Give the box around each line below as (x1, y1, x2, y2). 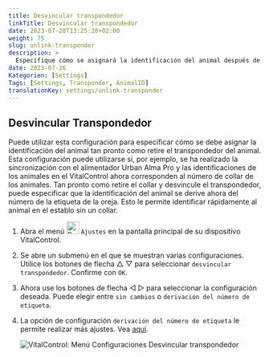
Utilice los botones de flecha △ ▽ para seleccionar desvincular (19, 259, 232, 269)
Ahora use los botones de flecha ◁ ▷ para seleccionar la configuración (19, 283, 258, 293)
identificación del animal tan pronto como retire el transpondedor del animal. (8, 146, 262, 156)
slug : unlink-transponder (8, 42, 95, 50)
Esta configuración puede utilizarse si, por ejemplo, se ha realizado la (8, 154, 238, 164)
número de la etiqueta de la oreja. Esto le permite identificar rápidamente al (8, 197, 258, 207)
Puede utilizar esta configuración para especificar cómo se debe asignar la (8, 137, 257, 147)
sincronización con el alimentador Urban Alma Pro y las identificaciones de (8, 163, 257, 172)
